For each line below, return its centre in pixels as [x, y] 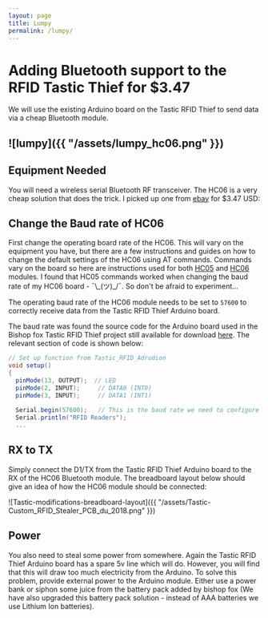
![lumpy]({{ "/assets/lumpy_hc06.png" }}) [116, 143]
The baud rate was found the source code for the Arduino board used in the [133, 326]
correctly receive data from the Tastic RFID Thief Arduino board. [114, 311]
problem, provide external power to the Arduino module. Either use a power [132, 580]
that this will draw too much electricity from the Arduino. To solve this [123, 572]
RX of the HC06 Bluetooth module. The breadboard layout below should [127, 478]
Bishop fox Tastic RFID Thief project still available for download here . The [129, 335]
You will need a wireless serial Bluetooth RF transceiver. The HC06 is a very [133, 190]
